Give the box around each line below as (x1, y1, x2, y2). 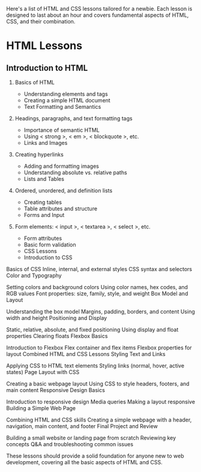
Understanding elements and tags (23, 90, 108, 97)
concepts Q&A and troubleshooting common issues (6, 441, 134, 447)
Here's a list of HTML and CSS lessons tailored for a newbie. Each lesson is (6, 5, 193, 12)
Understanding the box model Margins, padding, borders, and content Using (6, 308, 195, 315)
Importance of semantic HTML (23, 126, 100, 133)
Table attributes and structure (23, 205, 98, 212)
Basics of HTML (14, 79, 55, 86)
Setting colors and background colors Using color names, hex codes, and (6, 284, 188, 290)
